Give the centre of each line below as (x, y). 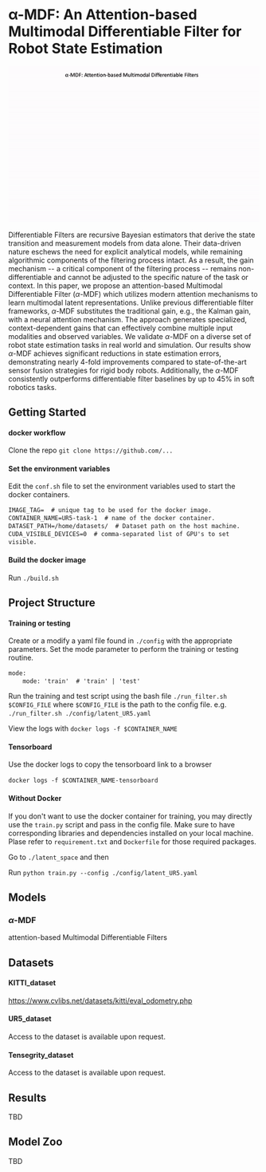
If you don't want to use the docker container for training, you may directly (130, 816)
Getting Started (47, 412)
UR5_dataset (30, 1019)
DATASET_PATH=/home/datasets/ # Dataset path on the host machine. (124, 527)
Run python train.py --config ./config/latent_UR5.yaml (103, 872)
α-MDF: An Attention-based (103, 15)
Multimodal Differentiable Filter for (125, 32)
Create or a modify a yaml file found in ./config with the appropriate (121, 641)
